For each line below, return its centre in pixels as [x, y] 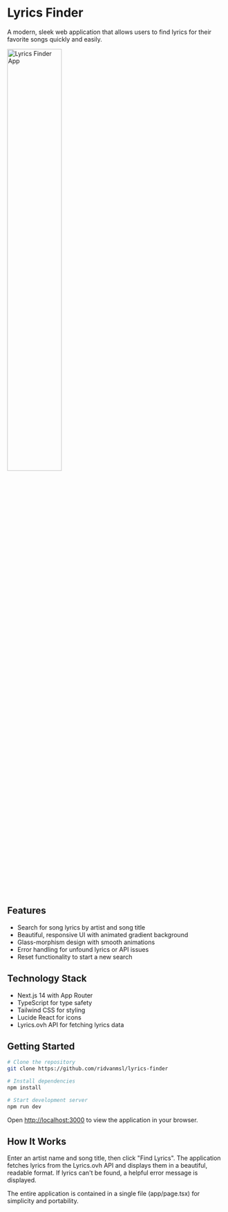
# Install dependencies [41, 1081]
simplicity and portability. [43, 1201]
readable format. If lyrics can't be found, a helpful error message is [103, 1173]
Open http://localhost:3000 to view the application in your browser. [103, 1120]
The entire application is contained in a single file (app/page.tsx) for [104, 1194]
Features [27, 911]
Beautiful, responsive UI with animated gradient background [103, 934]
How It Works [37, 1142]
